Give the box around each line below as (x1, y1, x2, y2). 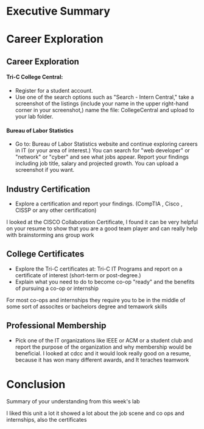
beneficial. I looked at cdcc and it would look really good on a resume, (15, 349, 191, 357)
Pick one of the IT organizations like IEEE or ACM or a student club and (15, 336, 193, 344)
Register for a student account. (15, 87, 93, 94)
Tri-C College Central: (6, 73, 63, 80)
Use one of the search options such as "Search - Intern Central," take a (15, 93, 194, 101)
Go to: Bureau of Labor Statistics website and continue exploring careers (15, 140, 198, 147)
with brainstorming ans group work (6, 231, 94, 238)
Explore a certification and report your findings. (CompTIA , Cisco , (15, 200, 183, 207)
